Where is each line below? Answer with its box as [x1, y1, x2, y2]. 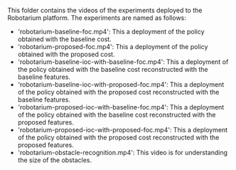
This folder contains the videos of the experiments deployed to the [7, 6, 203, 14]
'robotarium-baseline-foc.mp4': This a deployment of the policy [17, 28, 205, 36]
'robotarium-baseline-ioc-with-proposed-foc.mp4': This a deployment [17, 80, 225, 88]
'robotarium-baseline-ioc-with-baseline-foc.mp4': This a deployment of [17, 58, 229, 66]
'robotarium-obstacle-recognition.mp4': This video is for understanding [17, 149, 228, 156]
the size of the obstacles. [17, 156, 92, 164]
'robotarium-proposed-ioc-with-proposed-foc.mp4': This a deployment [17, 126, 228, 134]
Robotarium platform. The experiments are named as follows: [7, 14, 187, 22]
